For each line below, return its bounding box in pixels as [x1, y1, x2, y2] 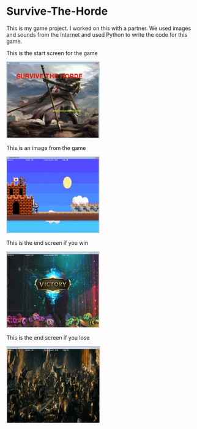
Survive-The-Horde [6, 4, 108, 18]
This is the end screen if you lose [6, 334, 90, 341]
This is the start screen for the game [6, 49, 98, 56]
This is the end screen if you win [6, 239, 89, 246]
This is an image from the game [6, 144, 86, 151]
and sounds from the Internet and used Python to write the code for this [6, 31, 188, 38]
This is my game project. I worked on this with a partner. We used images [6, 24, 191, 32]
